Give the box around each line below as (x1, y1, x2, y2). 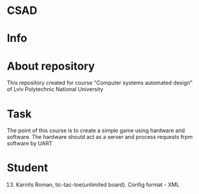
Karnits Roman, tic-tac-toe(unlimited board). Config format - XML (15, 181, 180, 189)
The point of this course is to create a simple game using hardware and (7, 127, 185, 134)
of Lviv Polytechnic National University (7, 85, 104, 93)
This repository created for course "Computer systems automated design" (7, 79, 193, 87)
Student (7, 161, 49, 175)
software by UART (7, 140, 53, 147)
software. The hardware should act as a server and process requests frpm (7, 133, 193, 141)
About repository (7, 59, 95, 73)
